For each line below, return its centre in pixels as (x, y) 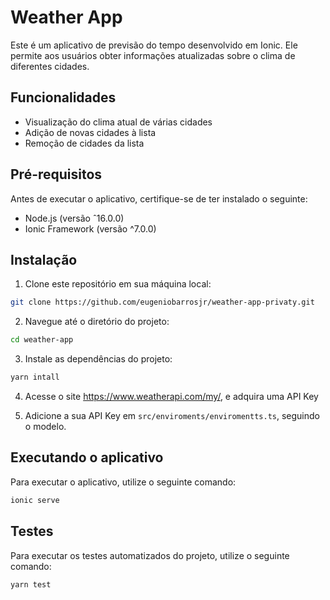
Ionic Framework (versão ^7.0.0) (90, 228)
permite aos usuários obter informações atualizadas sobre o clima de (153, 55)
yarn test (31, 584)
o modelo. (45, 426)
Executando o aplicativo (87, 457)
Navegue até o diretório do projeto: (97, 322)
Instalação (44, 259)
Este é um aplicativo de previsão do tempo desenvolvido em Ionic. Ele (154, 45)
